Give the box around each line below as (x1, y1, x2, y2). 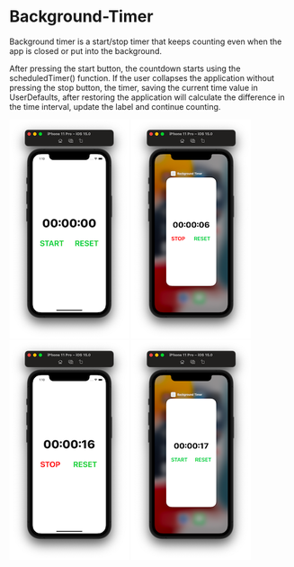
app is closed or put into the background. (9, 45, 162, 56)
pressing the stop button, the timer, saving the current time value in (9, 82, 258, 93)
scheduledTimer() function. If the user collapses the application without (9, 72, 275, 83)
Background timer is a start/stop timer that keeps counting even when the (9, 36, 282, 47)
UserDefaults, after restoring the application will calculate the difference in (9, 92, 285, 103)
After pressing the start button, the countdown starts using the (9, 63, 241, 74)
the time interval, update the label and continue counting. (9, 101, 221, 112)
